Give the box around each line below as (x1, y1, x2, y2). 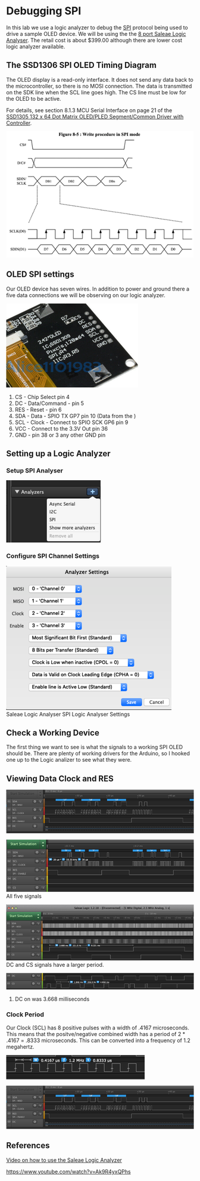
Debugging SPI (6, 4, 82, 18)
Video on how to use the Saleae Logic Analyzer (6, 1156, 122, 1164)
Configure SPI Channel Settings (6, 552, 100, 560)
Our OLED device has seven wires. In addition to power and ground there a (6, 285, 189, 292)
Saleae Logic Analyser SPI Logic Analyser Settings (6, 710, 130, 718)
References (6, 1140, 50, 1151)
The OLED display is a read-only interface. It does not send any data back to (6, 76, 193, 83)
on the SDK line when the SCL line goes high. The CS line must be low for (6, 88, 186, 96)
